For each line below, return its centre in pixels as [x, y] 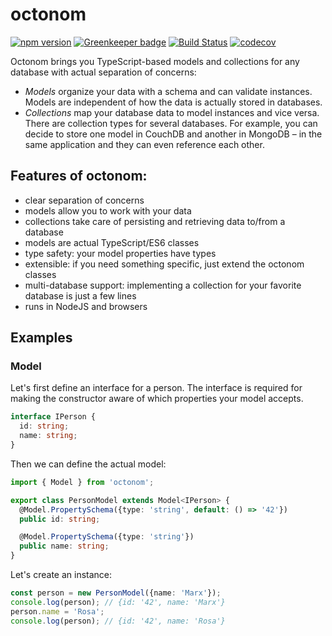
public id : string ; [60, 519]
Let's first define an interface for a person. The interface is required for [156, 388]
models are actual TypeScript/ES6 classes [112, 242]
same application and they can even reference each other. [144, 144]
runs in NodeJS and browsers [86, 306]
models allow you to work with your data [108, 210]
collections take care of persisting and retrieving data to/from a [155, 221]
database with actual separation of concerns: [103, 72]
